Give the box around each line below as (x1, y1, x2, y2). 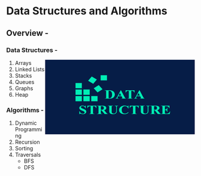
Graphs (14, 85, 33, 92)
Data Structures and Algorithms (6, 4, 167, 18)
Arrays (14, 59, 32, 66)
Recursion (14, 138, 40, 146)
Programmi (14, 126, 42, 133)
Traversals (14, 151, 41, 159)
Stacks (14, 72, 32, 79)
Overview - (6, 28, 49, 38)
